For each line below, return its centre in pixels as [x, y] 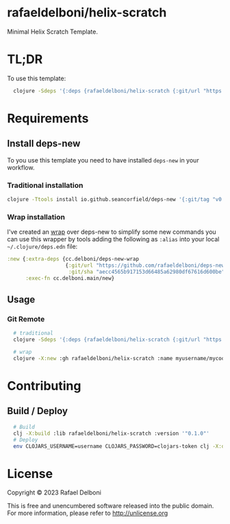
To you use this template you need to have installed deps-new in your [103, 160]
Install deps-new [44, 144]
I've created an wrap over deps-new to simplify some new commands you [112, 232]
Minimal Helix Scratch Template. [52, 32]
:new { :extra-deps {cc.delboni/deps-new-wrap [73, 259]
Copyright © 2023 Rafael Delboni [54, 492]
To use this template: [37, 78]
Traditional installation [45, 185]
